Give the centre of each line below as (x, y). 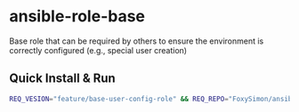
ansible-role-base (77, 16)
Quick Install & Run (62, 79)
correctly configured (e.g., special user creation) (98, 50)
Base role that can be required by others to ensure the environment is (137, 41)
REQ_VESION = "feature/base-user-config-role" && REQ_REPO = (119, 99)
